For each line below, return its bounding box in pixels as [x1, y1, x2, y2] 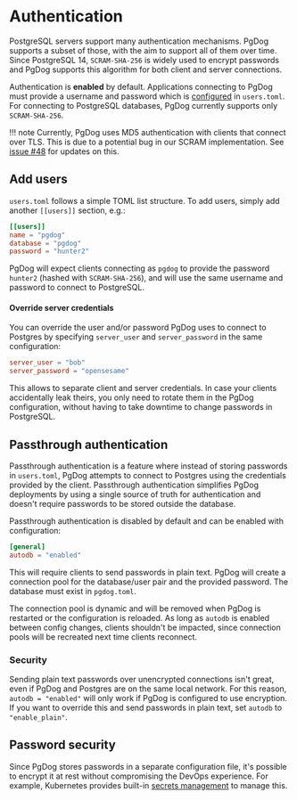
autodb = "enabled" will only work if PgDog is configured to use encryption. [9, 693, 288, 704]
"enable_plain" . [9, 712, 69, 722]
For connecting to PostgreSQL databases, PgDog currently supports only [9, 100, 278, 110]
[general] [9, 543, 46, 551]
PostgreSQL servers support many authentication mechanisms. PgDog [9, 36, 269, 46]
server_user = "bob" [9, 358, 87, 367]
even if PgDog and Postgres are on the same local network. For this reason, [9, 683, 287, 694]
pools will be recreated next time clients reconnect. [9, 631, 198, 642]
